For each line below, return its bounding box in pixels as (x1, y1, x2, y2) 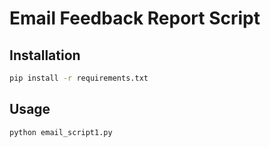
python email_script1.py (9, 127, 113, 137)
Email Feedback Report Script (9, 7, 261, 30)
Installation (9, 47, 81, 64)
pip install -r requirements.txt (9, 73, 149, 83)
